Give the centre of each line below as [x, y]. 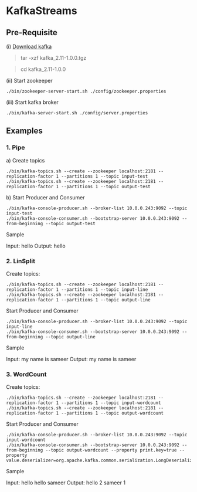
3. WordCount [26, 374]
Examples [24, 131]
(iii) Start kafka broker [32, 102]
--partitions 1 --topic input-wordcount [111, 403]
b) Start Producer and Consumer [45, 197]
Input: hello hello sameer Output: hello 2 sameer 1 [66, 483]
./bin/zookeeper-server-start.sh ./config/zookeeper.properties [86, 91]
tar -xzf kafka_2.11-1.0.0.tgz [53, 58]
